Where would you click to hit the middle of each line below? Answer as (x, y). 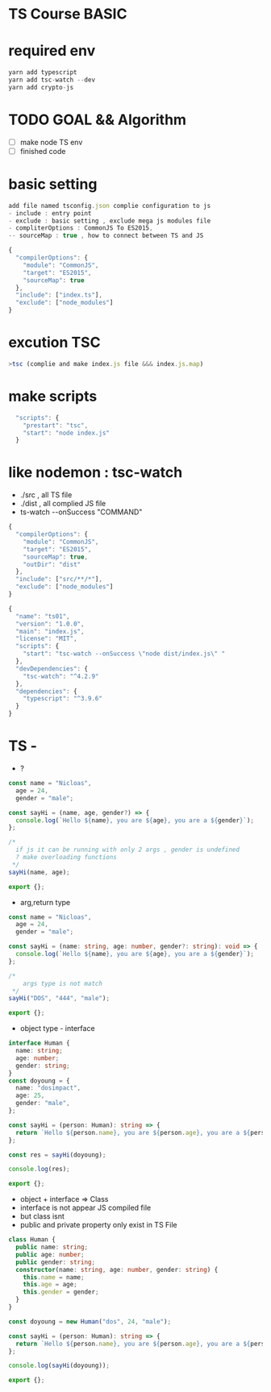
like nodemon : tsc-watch (96, 473)
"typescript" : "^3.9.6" (63, 699)
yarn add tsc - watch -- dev (52, 80)
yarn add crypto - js (41, 87)
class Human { (32, 1240)
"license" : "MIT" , (47, 639)
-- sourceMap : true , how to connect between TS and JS (106, 236)
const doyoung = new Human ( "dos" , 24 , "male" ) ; (90, 1321)
